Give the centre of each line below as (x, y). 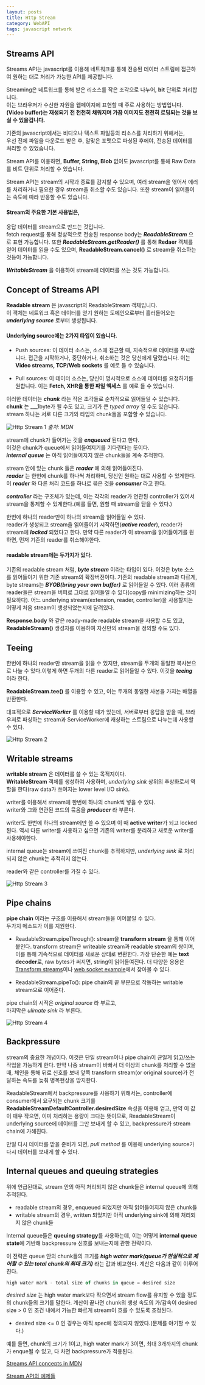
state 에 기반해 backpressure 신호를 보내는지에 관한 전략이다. (80, 1243)
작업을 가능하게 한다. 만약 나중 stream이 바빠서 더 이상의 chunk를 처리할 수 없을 (101, 1064)
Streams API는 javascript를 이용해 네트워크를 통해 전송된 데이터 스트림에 (93, 69)
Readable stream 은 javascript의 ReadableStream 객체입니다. (82, 305)
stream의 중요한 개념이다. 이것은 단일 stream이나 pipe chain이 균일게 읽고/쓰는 (101, 1057)
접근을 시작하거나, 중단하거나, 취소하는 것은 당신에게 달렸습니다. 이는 (109, 358)
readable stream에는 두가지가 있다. (49, 554)
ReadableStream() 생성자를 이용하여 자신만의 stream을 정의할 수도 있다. (93, 628)
